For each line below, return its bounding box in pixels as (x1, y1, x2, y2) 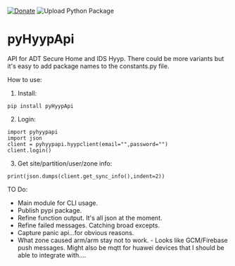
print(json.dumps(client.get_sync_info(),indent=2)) (7, 173, 165, 180)
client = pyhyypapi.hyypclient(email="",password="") (7, 140, 169, 147)
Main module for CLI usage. (17, 199, 99, 207)
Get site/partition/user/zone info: (17, 159, 113, 168)
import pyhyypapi (7, 128, 58, 135)
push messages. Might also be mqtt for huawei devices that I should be (17, 243, 225, 252)
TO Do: (7, 185, 28, 193)
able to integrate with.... (17, 251, 87, 259)
